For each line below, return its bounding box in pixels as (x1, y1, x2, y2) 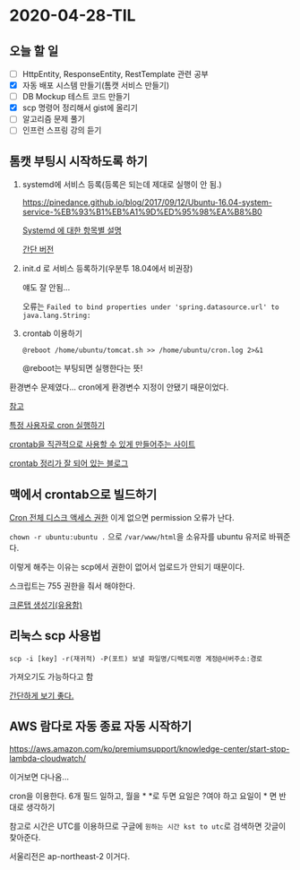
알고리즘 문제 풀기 (21, 114, 85, 125)
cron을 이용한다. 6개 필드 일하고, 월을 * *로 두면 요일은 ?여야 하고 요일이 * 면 (9, 790, 278, 801)
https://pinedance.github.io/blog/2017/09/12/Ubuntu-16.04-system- (21, 197, 273, 208)
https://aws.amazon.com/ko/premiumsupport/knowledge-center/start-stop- (9, 743, 290, 754)
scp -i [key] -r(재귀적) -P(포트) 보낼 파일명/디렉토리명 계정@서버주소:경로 (9, 654, 263, 663)
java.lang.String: (21, 311, 91, 321)
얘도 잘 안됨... (21, 282, 71, 293)
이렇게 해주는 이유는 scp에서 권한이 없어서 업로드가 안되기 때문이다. (9, 562, 245, 572)
